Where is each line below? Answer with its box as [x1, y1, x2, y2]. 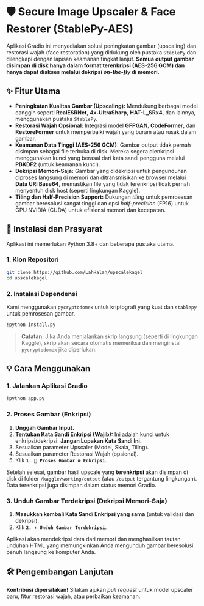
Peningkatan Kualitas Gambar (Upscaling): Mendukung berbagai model [15, 102, 198, 109]
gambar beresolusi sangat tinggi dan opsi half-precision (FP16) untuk [15, 199, 189, 207]
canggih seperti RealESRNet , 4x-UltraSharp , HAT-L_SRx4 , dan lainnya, [15, 108, 196, 116]
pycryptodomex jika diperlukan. [21, 345, 97, 353]
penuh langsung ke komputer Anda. [6, 548, 96, 555]
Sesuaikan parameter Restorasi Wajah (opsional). [15, 450, 139, 457]
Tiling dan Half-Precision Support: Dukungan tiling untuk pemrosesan [15, 193, 193, 201]
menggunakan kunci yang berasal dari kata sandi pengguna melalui [15, 154, 185, 161]
